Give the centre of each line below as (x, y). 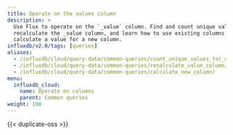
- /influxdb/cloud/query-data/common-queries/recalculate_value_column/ (121, 65)
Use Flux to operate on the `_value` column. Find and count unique (114, 26)
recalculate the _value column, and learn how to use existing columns (119, 33)
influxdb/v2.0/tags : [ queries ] (52, 46)
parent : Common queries (54, 98)
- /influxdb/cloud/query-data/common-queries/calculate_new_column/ (114, 72)
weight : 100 (24, 104)
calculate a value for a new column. (68, 40)
